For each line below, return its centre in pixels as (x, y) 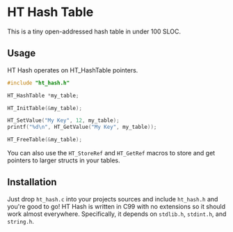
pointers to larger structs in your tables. (64, 160)
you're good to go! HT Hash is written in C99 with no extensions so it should (116, 206)
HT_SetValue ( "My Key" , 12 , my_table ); (63, 121)
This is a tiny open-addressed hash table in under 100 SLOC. (94, 31)
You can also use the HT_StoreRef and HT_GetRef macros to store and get (111, 153)
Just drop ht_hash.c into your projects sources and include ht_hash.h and (113, 199)
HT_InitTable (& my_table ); (45, 108)
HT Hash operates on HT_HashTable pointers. (73, 70)
